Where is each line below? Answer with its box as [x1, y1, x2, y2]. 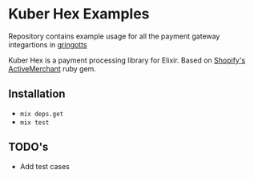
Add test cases [19, 161, 70, 171]
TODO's [8, 140, 49, 154]
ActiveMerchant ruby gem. [8, 63, 96, 73]
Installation [8, 87, 66, 101]
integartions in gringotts [8, 39, 87, 49]
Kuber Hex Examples [8, 5, 150, 23]
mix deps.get [19, 110, 64, 118]
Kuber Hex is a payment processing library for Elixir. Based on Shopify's [8, 55, 246, 65]
